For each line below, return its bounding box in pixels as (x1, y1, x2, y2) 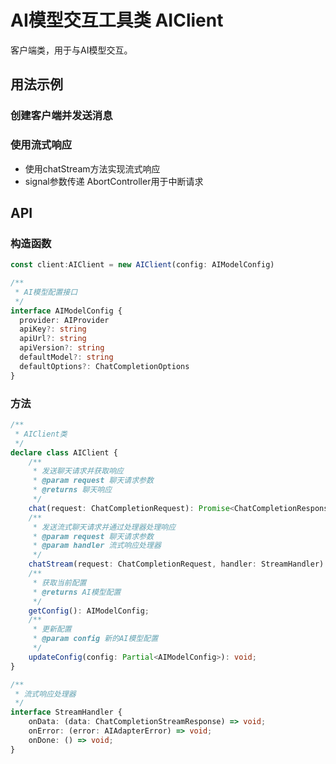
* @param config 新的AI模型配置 (32, 634, 159, 644)
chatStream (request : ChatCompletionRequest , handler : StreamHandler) (28, 559, 325, 570)
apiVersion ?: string (19, 343, 105, 353)
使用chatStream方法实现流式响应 (24, 162, 161, 175)
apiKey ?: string (19, 324, 87, 335)
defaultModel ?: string (19, 352, 114, 363)
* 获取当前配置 (32, 577, 87, 588)
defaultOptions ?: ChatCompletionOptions (19, 361, 190, 371)
